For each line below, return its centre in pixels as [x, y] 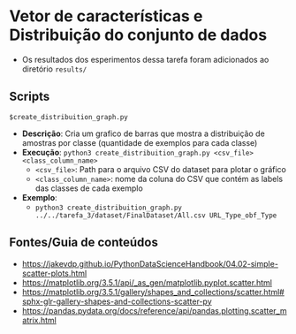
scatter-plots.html [54, 273]
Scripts [30, 97]
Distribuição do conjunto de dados [138, 35]
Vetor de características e [106, 16]
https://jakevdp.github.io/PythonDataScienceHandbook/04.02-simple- [150, 263]
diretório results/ [54, 69]
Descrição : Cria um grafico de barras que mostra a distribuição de [143, 133]
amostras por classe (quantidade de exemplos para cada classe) [140, 142]
